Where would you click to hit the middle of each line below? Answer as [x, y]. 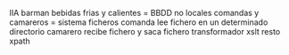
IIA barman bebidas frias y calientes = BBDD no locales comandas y [134, 13]
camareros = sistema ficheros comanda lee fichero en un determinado [139, 22]
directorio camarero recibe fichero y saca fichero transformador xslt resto [145, 31]
